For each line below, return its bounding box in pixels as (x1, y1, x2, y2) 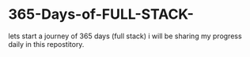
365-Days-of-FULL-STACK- (8, 5, 194, 23)
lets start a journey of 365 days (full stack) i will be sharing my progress (8, 31, 243, 41)
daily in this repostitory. (8, 39, 85, 48)
